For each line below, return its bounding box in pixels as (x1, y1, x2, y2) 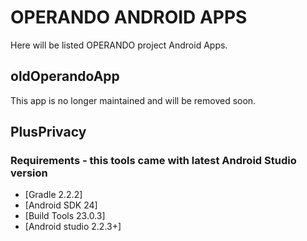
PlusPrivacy (10, 124, 87, 141)
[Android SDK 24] (24, 199, 98, 211)
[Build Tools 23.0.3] (24, 210, 106, 222)
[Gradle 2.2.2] (24, 189, 83, 201)
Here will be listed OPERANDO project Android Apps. (10, 39, 228, 51)
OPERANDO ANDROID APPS (10, 6, 248, 29)
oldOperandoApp (10, 68, 120, 85)
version (10, 166, 48, 180)
